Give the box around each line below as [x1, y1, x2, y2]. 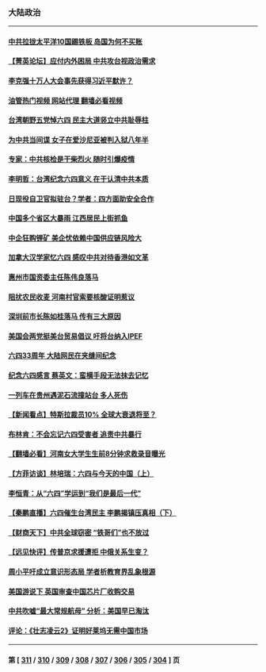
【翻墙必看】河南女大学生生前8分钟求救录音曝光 [8, 449, 166, 459]
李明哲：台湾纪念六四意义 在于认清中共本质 [8, 175, 149, 184]
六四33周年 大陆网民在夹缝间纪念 [8, 351, 116, 360]
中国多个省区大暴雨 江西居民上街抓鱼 [8, 213, 128, 223]
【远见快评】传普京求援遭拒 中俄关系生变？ [8, 547, 149, 557]
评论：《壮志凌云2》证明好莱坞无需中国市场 [8, 625, 148, 636]
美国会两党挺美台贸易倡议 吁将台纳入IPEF [8, 331, 143, 340]
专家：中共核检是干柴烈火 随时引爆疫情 [8, 155, 135, 164]
